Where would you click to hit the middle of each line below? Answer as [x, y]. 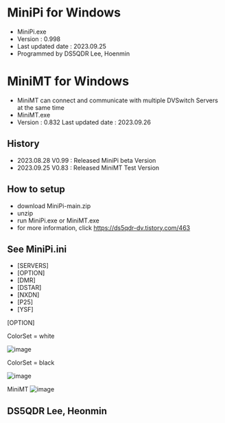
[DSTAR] [29, 288]
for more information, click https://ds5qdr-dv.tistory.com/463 [104, 227]
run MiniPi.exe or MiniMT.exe [58, 220]
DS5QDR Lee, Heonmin [57, 411]
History [23, 144]
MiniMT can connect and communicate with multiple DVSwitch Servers [117, 100]
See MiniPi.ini [37, 249]
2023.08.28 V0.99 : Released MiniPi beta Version [86, 160]
